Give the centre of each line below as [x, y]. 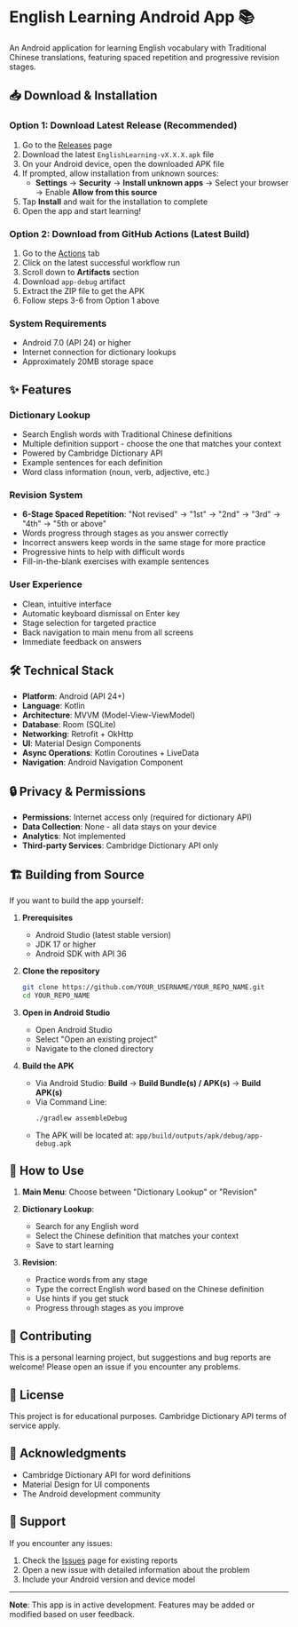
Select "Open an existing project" [96, 1039]
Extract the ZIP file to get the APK [83, 290]
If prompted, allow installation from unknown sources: [120, 173]
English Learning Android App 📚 [132, 17]
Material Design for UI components [86, 1484]
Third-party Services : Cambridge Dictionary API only [120, 845]
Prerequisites [47, 917]
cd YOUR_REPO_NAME [56, 996]
